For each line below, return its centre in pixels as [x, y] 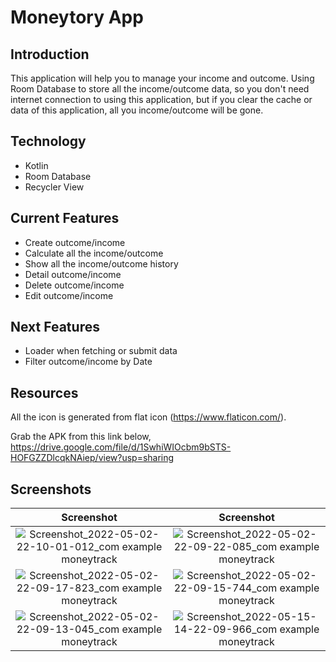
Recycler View [54, 187]
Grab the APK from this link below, [81, 437]
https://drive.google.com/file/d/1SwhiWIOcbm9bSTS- [121, 447]
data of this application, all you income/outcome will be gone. [137, 110]
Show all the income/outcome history [101, 263]
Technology [48, 141]
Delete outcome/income [74, 285]
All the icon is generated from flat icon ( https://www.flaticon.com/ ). [148, 417]
